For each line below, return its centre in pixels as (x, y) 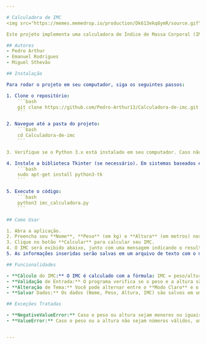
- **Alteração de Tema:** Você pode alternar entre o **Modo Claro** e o (103, 287)
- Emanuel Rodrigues (33, 57)
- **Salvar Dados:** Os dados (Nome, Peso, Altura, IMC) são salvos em (100, 293)
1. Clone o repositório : (38, 96)
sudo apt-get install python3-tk (60, 175)
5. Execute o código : (34, 192)
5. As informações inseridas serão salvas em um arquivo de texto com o (101, 254)
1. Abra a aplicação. (34, 231)
